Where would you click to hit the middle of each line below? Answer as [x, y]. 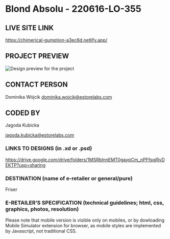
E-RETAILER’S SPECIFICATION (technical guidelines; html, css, [85, 203]
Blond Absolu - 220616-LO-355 [73, 9]
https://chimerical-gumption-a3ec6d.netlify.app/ [56, 40]
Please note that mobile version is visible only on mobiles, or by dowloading [85, 220]
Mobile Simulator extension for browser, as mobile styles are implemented [83, 226]
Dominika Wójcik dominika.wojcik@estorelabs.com [59, 97]
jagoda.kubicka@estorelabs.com [40, 135]
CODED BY [23, 113]
